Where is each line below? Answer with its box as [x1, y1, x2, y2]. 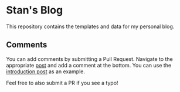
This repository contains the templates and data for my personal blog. [6, 23, 175, 30]
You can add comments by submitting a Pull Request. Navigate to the [6, 55, 173, 62]
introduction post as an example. [6, 68, 86, 75]
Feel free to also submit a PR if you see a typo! [6, 79, 118, 86]
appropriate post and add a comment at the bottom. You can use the [6, 62, 172, 69]
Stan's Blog [6, 4, 63, 17]
